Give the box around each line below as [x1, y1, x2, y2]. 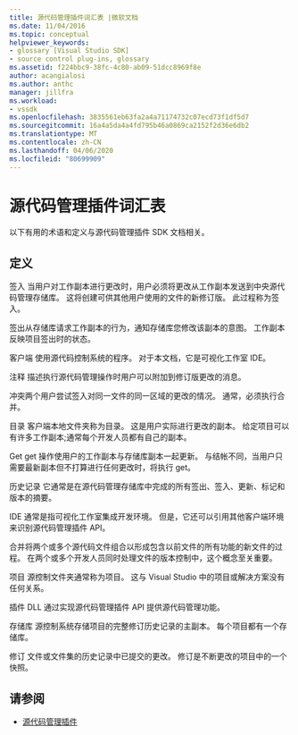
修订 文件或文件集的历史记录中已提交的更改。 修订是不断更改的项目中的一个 [9, 651, 287, 662]
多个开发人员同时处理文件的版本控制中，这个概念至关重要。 [57, 553, 277, 563]
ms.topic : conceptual [9, 30, 90, 38]
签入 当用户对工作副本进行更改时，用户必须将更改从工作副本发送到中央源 [9, 281, 277, 291]
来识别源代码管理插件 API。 [9, 522, 111, 533]
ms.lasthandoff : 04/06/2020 [9, 146, 114, 155]
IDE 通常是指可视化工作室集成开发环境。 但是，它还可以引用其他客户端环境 [9, 511, 285, 522]
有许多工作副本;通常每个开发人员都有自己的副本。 [9, 432, 192, 443]
